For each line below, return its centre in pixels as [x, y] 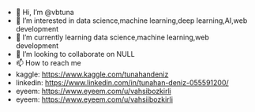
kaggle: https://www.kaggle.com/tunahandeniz [92, 74]
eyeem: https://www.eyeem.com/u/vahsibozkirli [93, 91]
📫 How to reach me [48, 63]
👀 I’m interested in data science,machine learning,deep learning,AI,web [131, 21]
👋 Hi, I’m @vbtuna [45, 12]
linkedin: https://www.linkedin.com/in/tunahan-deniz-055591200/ [122, 82]
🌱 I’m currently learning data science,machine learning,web [112, 37]
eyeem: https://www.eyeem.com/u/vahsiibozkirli [94, 99]
